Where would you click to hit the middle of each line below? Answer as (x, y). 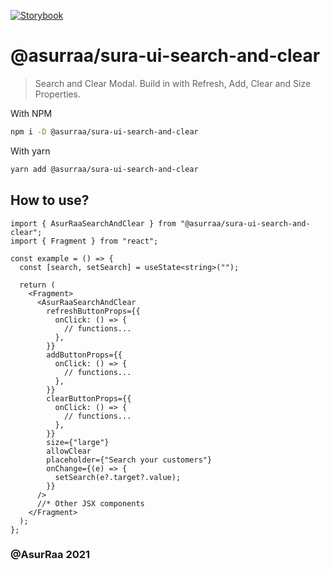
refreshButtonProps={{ (93, 311)
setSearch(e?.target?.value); (118, 477)
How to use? (50, 200)
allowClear (69, 451)
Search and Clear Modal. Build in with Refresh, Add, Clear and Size (173, 83)
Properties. (57, 94)
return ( (37, 285)
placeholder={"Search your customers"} (129, 460)
